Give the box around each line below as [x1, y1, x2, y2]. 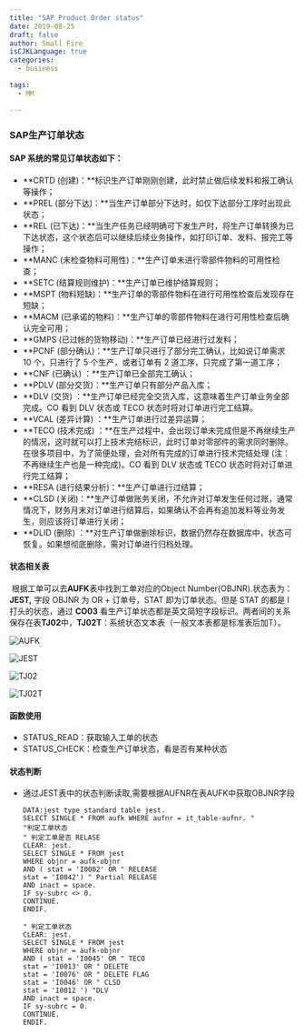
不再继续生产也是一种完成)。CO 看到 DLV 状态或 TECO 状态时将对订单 [22, 458, 285, 469]
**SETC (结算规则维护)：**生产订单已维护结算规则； [22, 276, 221, 287]
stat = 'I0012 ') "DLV [22, 986, 109, 996]
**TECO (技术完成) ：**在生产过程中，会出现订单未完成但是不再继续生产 [22, 425, 296, 436]
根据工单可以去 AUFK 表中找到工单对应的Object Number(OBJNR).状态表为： [11, 583, 293, 594]
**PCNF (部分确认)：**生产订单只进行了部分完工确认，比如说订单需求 [22, 345, 286, 356]
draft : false [9, 30, 59, 39]
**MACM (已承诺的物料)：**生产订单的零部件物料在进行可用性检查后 [22, 311, 281, 322]
